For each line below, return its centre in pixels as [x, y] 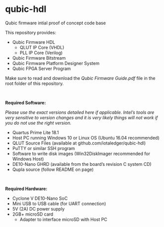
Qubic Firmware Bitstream [39, 58]
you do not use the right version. [38, 123]
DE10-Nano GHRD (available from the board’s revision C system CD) [82, 164]
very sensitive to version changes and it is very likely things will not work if [82, 117]
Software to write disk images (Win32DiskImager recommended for [81, 153]
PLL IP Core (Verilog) [41, 53]
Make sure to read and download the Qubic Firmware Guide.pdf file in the [80, 78]
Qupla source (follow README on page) [53, 169]
